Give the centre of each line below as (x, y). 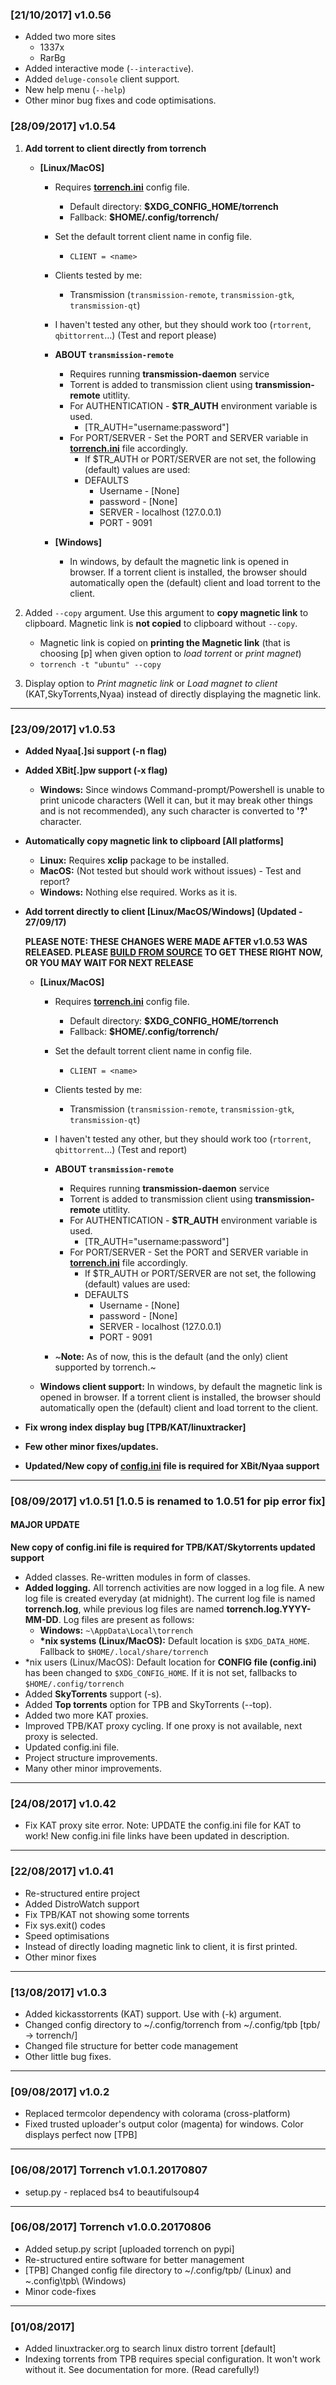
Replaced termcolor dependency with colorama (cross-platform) (157, 2114)
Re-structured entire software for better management (134, 2259)
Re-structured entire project (82, 1893)
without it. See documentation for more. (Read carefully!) (142, 2370)
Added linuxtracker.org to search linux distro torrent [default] (150, 2349)
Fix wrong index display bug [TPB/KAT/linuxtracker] (135, 1427)
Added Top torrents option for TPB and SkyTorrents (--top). (148, 1705)
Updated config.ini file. (72, 1747)
